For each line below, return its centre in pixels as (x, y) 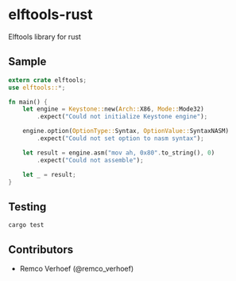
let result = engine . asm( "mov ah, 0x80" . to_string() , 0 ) (119, 153)
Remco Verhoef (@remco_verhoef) (77, 269)
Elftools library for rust (45, 37)
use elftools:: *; (37, 88)
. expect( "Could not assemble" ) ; (91, 160)
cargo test (26, 225)
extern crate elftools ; (48, 80)
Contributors (41, 250)
